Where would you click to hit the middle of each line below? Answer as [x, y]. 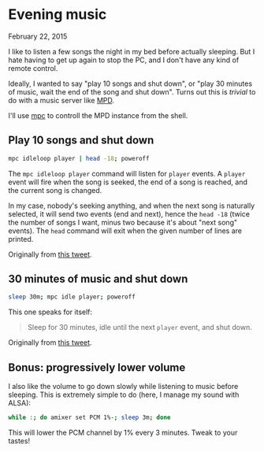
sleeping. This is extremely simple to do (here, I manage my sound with [124, 395]
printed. [21, 239]
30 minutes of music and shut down [98, 279]
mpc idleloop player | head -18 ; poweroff [79, 158]
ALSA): [20, 403]
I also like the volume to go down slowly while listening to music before [123, 387]
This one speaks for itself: [50, 312]
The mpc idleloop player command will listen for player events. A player [127, 173]
